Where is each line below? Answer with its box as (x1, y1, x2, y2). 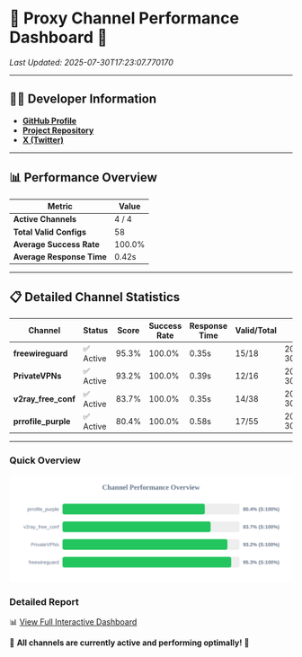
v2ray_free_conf (13, 393, 76, 404)
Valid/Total (235, 325, 277, 336)
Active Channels (13, 214, 77, 225)
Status (83, 325, 109, 336)
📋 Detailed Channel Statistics (9, 289, 181, 305)
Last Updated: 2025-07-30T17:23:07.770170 (9, 57, 173, 67)
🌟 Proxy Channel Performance (9, 8, 240, 29)
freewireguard (13, 348, 68, 359)
